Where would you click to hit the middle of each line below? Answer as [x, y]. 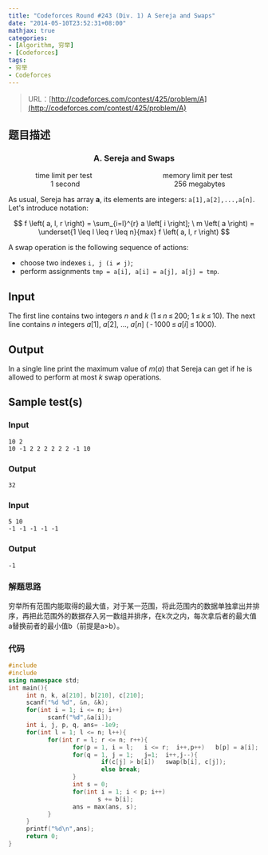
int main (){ [28, 688]
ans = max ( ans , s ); [104, 807]
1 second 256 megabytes [138, 184]
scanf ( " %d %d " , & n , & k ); [67, 703]
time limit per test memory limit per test [134, 176]
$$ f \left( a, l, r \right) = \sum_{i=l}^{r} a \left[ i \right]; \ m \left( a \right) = [134, 224]
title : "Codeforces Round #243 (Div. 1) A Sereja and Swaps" [112, 16]
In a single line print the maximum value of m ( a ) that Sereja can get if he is [130, 368]
